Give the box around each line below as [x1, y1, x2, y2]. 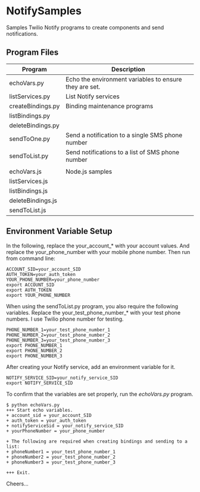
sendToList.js [9, 206, 46, 214]
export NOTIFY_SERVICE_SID [6, 380, 73, 386]
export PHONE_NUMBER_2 [6, 347, 62, 353]
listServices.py [9, 92, 51, 101]
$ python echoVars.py [6, 402, 60, 408]
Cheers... [6, 480, 29, 487]
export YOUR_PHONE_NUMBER [6, 292, 70, 298]
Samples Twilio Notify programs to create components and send [6, 24, 164, 31]
